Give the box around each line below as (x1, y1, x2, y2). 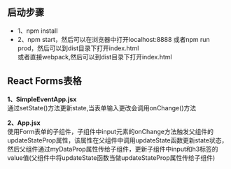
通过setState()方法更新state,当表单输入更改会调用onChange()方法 (7, 103, 197, 112)
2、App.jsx (7, 118, 41, 127)
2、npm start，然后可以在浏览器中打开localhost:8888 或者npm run (17, 35, 210, 43)
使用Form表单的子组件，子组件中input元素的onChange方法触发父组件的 (7, 127, 214, 135)
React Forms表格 (7, 75, 82, 87)
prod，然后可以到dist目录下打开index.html (17, 44, 139, 52)
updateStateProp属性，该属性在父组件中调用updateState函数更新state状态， (7, 135, 228, 145)
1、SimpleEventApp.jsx (7, 95, 77, 103)
